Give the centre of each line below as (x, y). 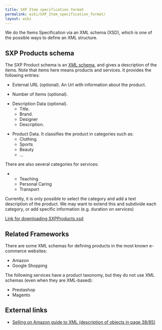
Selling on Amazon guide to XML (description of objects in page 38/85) (84, 322)
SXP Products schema (40, 53)
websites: (37, 251)
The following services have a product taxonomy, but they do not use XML (80, 275)
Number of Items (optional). (40, 94)
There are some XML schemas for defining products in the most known (77, 246)
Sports (26, 144)
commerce (16, 251)
